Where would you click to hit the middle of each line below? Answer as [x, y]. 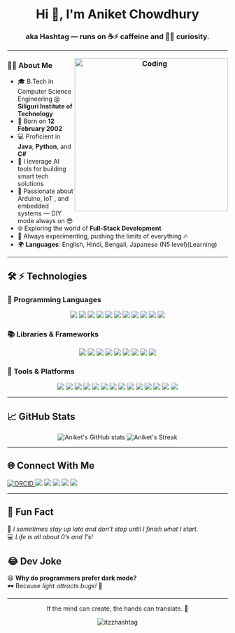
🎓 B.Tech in [35, 81]
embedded [33, 206]
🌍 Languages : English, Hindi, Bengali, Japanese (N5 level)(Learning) [117, 244]
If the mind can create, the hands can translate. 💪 [117, 609]
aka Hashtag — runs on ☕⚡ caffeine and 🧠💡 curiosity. [117, 36]
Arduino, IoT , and [43, 198]
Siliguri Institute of [45, 106]
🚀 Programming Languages [54, 300]
